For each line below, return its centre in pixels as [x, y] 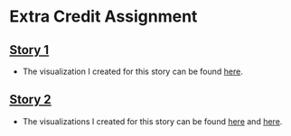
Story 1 [29, 50]
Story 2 [30, 100]
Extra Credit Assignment [103, 17]
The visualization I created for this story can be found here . [133, 71]
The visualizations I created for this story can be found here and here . [152, 121]
